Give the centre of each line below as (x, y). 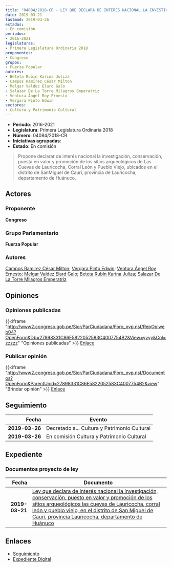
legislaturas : (20, 43)
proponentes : (19, 53)
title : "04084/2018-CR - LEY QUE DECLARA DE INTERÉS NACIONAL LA (76, 10)
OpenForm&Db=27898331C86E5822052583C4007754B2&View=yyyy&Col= (86, 337)
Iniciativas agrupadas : (37, 141)
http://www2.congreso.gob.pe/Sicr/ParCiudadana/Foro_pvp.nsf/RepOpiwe (86, 326)
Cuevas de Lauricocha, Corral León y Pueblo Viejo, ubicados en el (88, 167)
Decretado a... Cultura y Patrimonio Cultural (98, 428)
